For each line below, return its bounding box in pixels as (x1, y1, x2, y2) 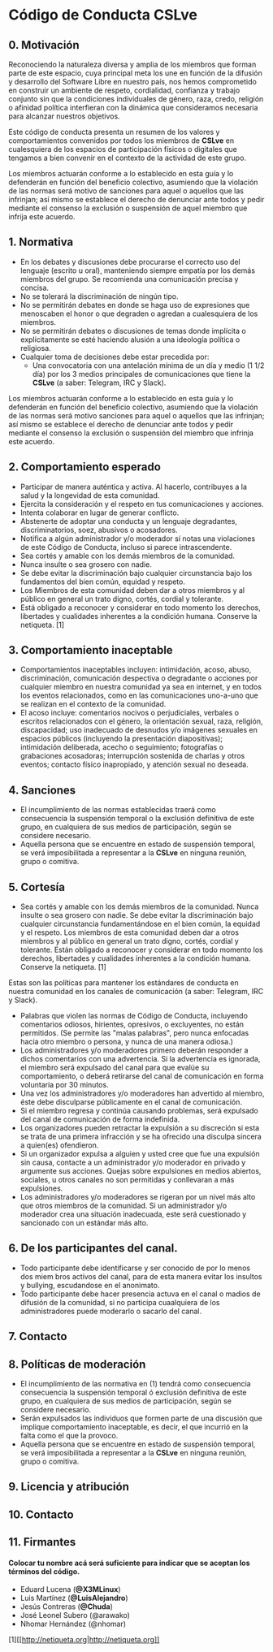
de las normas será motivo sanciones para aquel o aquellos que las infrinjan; (8, 410, 265, 420)
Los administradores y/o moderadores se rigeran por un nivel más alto (19, 1192, 256, 1202)
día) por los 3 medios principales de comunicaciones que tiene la (32, 369, 251, 378)
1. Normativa (8, 236, 74, 249)
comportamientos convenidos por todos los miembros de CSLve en (8, 136, 234, 145)
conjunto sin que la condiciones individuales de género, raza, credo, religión (8, 94, 264, 103)
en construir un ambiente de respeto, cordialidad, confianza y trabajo (8, 85, 240, 95)
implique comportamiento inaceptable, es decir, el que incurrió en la (19, 1422, 249, 1432)
